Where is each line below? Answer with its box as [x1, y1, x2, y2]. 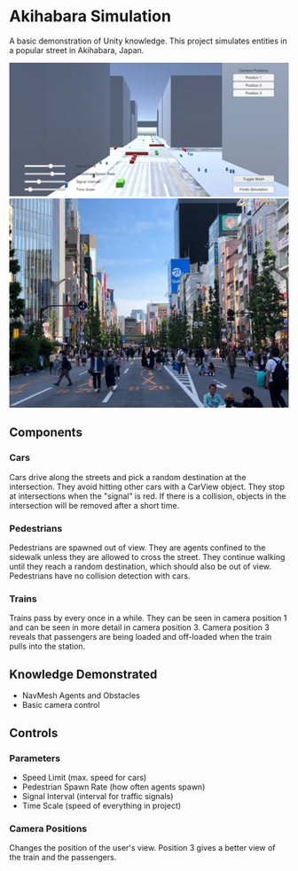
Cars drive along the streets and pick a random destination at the [9, 471, 247, 482]
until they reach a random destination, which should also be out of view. [9, 561, 272, 572]
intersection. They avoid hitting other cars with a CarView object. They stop [9, 481, 286, 492]
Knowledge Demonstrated [9, 666, 158, 681]
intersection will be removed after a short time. [9, 500, 180, 510]
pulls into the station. [9, 641, 86, 652]
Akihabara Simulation [9, 6, 171, 27]
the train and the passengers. [9, 852, 117, 863]
